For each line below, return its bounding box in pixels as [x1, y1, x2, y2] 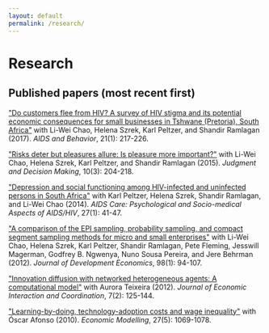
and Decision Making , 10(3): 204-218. [8, 166, 134, 176]
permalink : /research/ [8, 19, 85, 27]
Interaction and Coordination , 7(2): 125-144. [8, 290, 155, 300]
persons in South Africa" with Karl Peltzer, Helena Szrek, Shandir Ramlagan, [8, 191, 261, 200]
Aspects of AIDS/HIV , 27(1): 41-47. [8, 208, 123, 217]
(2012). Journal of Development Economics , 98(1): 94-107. [8, 258, 203, 268]
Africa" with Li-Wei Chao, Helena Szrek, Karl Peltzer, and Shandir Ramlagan [8, 124, 260, 134]
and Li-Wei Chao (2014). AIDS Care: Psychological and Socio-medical [8, 199, 242, 209]
